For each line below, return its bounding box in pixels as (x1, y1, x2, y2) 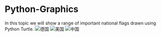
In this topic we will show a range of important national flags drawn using (5, 20, 156, 26)
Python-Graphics (5, 3, 79, 15)
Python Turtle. (5, 26, 34, 32)
